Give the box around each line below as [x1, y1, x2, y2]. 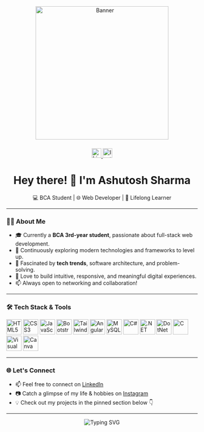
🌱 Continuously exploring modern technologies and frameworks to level [15, 247, 195, 254]
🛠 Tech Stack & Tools [6, 303, 72, 311]
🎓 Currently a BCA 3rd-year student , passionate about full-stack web [15, 232, 193, 239]
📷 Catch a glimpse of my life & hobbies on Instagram [15, 389, 149, 397]
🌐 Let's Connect [6, 366, 56, 375]
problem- [157, 260, 180, 267]
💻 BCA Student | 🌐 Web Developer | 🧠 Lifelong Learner [32, 194, 172, 201]
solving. [15, 266, 35, 274]
